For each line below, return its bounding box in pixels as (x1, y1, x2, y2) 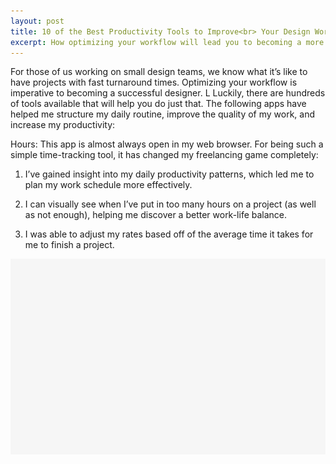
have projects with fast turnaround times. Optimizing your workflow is (10, 76, 298, 89)
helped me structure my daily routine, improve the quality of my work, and (10, 108, 316, 120)
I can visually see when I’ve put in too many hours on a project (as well (24, 198, 317, 210)
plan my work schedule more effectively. (24, 179, 193, 191)
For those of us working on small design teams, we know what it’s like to (10, 66, 308, 78)
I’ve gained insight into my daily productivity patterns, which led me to (24, 168, 315, 180)
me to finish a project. (24, 239, 115, 251)
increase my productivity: (10, 119, 116, 131)
